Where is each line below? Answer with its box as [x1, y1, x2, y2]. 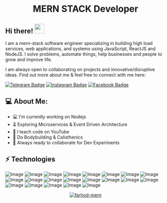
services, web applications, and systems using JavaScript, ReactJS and [5, 46, 156, 52]
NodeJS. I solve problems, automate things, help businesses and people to [5, 51, 162, 57]
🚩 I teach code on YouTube [12, 128, 70, 134]
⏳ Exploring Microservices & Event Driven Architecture [12, 121, 127, 127]
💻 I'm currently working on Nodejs [12, 114, 87, 120]
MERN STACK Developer [33, 3, 138, 15]
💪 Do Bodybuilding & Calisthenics [12, 134, 83, 140]
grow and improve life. [5, 57, 52, 62]
